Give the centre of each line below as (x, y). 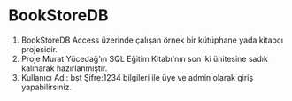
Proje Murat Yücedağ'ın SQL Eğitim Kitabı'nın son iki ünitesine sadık (145, 58)
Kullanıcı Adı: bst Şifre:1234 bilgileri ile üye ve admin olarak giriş (137, 77)
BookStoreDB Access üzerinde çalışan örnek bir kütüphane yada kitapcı (152, 40)
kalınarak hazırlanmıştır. (64, 68)
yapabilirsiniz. (46, 87)
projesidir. (39, 49)
